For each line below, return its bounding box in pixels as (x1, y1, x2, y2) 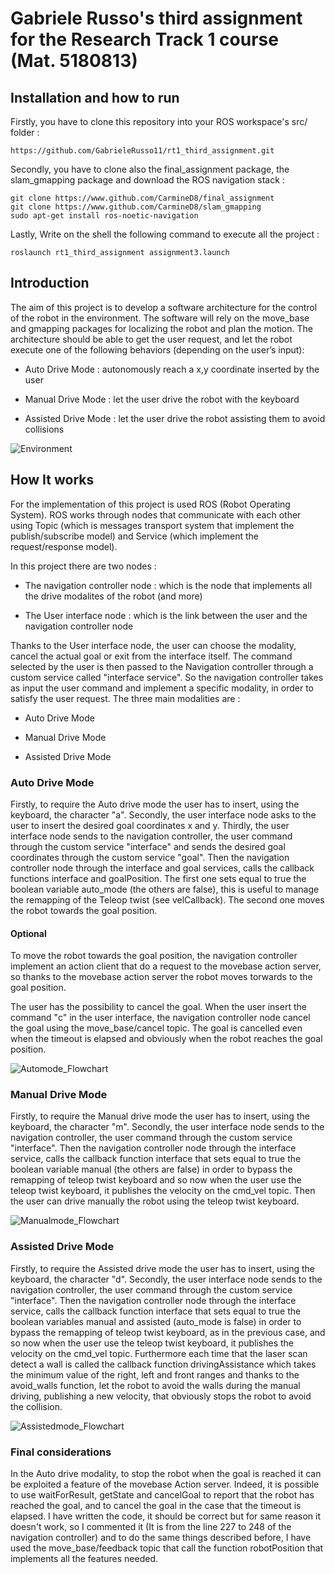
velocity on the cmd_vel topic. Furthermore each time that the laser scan (10, 1347, 308, 1359)
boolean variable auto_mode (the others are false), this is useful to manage (10, 883, 320, 895)
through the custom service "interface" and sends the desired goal (10, 840, 286, 852)
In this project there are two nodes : (10, 560, 157, 572)
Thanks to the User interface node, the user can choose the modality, (10, 639, 297, 651)
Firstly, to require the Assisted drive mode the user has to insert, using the (10, 1262, 315, 1274)
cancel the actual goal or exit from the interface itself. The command (10, 650, 293, 662)
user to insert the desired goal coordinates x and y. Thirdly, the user (10, 819, 290, 831)
